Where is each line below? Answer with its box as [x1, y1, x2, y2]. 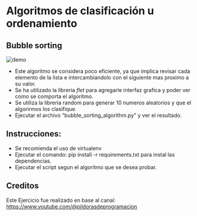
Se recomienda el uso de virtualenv [14, 144, 102, 152]
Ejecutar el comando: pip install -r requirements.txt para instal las [14, 151, 175, 158]
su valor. [14, 80, 36, 87]
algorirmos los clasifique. [14, 106, 77, 112]
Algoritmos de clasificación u [6, 4, 155, 18]
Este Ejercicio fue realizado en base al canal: [6, 196, 116, 204]
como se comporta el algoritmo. [14, 93, 93, 100]
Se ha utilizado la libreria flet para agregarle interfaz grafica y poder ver [14, 87, 190, 93]
